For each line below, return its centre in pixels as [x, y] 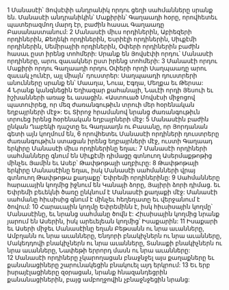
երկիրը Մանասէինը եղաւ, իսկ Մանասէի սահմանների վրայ [102, 170]
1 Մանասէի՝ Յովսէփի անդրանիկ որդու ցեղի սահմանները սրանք [110, 10]
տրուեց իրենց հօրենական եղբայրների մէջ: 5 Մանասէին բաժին [108, 119]
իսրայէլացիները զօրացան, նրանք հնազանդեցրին [87, 272]
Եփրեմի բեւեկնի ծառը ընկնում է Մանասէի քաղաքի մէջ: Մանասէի [112, 192]
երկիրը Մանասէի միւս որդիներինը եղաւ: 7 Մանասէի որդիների [107, 148]
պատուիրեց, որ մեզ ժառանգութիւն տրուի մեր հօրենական [101, 105]
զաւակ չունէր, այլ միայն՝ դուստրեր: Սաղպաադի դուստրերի [102, 75]
